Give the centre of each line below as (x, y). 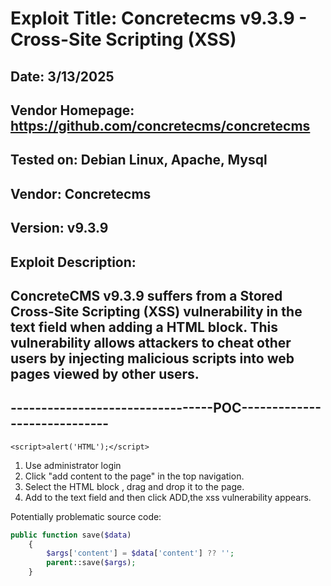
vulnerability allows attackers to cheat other (151, 342)
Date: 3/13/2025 (62, 76)
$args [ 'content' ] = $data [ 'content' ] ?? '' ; (140, 553)
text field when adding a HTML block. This (144, 327)
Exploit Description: (73, 262)
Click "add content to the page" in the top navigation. (134, 476)
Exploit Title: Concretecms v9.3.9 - (159, 18)
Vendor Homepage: (72, 110)
